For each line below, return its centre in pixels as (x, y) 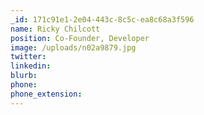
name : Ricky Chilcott (55, 29)
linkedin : (31, 66)
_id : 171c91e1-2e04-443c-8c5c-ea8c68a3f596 (102, 19)
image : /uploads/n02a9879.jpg (73, 47)
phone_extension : (46, 94)
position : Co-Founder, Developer (80, 38)
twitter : (28, 57)
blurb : (24, 76)
